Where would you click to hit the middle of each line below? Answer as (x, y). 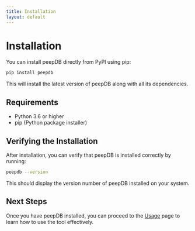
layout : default (26, 17)
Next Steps (27, 201)
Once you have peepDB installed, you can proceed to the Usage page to (93, 216)
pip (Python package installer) (51, 123)
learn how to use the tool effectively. (50, 222)
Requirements (32, 102)
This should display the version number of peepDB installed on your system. (98, 183)
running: (16, 161)
